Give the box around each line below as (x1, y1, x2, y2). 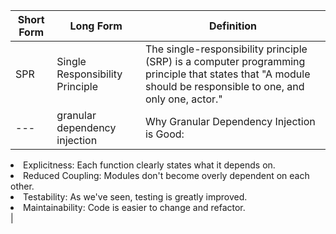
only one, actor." (144, 92, 223, 106)
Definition (208, 19, 258, 33)
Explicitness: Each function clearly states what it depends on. (23, 159, 276, 171)
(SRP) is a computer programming (144, 55, 306, 68)
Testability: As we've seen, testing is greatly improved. (23, 191, 248, 203)
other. (10, 180, 35, 192)
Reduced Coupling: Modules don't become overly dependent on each (23, 170, 310, 181)
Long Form (69, 19, 123, 33)
